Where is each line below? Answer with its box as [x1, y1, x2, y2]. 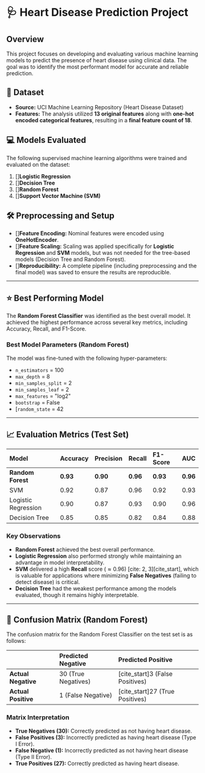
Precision [94, 454, 123, 463]
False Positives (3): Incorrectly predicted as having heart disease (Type [15, 733, 196, 741]
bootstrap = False [15, 398, 60, 406]
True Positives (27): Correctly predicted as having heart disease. [15, 760, 180, 767]
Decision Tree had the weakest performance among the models [15, 585, 177, 592]
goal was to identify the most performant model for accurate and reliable [6, 63, 189, 70]
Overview [6, 34, 45, 44]
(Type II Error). [15, 753, 52, 760]
